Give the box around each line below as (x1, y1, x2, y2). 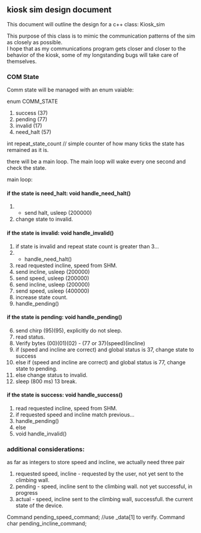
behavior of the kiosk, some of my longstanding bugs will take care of (7, 51, 179, 59)
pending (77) (15, 116, 47, 123)
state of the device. (15, 502, 63, 509)
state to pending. (15, 365, 57, 372)
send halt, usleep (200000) (24, 209, 92, 217)
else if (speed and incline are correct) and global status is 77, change (15, 358, 186, 366)
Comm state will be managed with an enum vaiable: (7, 86, 134, 93)
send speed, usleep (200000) (15, 275, 89, 282)
